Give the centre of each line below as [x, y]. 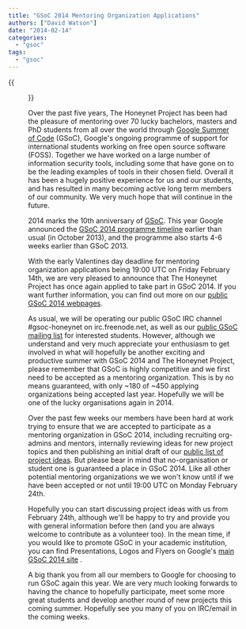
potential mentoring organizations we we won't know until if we [131, 476]
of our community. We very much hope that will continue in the [131, 197]
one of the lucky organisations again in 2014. [101, 402]
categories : [28, 38]
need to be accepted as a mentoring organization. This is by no [131, 377]
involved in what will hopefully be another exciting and [117, 352]
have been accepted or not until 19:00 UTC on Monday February [133, 485]
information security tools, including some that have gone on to [131, 163]
